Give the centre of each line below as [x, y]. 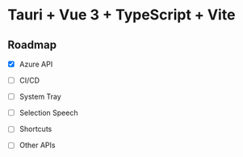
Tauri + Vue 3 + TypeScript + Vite [121, 15]
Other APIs [37, 145]
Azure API [36, 64]
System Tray [40, 97]
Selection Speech [48, 113]
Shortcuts [36, 129]
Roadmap [32, 45]
